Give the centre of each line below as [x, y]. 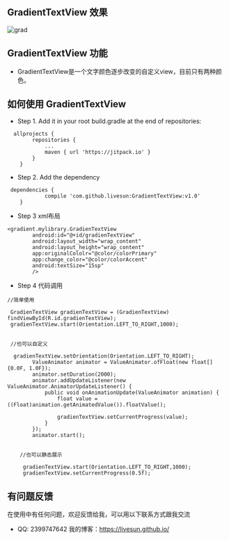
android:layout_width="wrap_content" [87, 241]
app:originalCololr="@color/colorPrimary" [95, 254]
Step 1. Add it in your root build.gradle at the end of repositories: [109, 121]
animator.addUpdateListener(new [79, 381]
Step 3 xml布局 [39, 216]
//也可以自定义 [29, 344]
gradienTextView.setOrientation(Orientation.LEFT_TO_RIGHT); [104, 356]
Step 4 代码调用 [40, 286]
